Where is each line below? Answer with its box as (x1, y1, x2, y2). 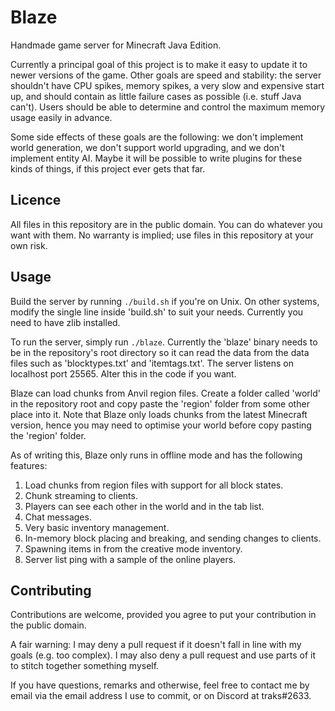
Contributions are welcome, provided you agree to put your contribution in (10, 609, 317, 621)
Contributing (10, 582, 92, 599)
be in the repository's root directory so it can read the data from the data (10, 346, 310, 358)
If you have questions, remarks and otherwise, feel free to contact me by (10, 679, 310, 691)
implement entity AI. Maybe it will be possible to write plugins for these (10, 152, 303, 164)
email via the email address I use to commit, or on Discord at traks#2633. (10, 690, 312, 702)
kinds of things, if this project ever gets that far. (10, 162, 206, 175)
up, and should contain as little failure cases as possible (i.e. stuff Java (10, 90, 302, 102)
